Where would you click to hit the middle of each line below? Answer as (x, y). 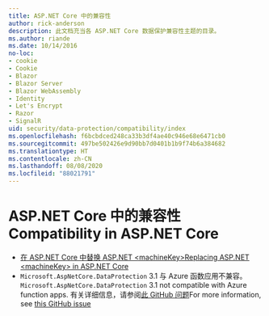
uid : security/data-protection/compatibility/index (97, 129)
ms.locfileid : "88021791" (52, 174)
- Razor (21, 114)
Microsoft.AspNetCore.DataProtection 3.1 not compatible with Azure (134, 284)
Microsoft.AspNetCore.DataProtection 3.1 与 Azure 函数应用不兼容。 (133, 276)
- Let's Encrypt (36, 106)
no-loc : (21, 53)
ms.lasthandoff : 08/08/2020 (56, 166)
